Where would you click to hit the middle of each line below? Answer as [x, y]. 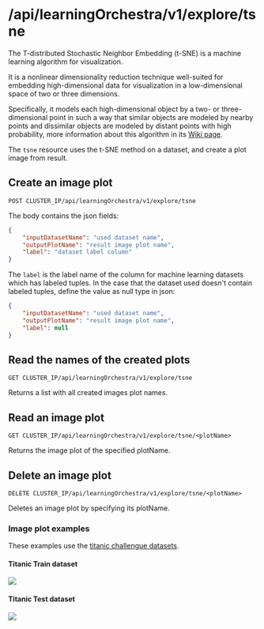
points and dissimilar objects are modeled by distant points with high [120, 126]
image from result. [38, 158]
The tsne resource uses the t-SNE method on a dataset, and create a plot [127, 149]
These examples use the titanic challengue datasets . [94, 546]
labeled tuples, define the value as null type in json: [92, 292]
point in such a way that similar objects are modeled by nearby [151, 117]
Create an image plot [60, 183]
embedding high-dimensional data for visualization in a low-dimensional [125, 85]
